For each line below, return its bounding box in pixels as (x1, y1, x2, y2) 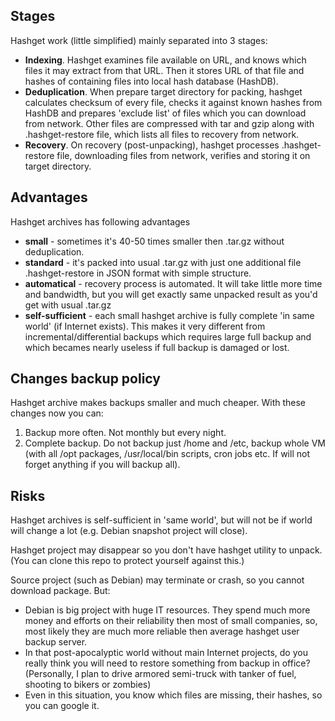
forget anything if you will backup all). (24, 459, 181, 471)
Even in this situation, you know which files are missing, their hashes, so (24, 689, 323, 701)
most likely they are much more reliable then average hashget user (24, 625, 300, 638)
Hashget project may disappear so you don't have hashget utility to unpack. (10, 544, 323, 556)
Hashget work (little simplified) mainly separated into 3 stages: (10, 34, 268, 46)
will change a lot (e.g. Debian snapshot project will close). (10, 525, 248, 537)
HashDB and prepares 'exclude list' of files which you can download (24, 107, 307, 119)
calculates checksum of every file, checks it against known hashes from (24, 96, 323, 108)
